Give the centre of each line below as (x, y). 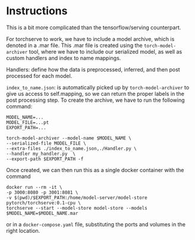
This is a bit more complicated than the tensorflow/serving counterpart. (94, 27)
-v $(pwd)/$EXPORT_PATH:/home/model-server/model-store (77, 198)
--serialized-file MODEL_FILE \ (46, 143)
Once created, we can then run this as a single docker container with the (95, 170)
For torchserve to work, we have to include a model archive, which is (90, 39)
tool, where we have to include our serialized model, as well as (106, 51)
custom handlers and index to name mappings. (64, 58)
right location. (23, 230)
